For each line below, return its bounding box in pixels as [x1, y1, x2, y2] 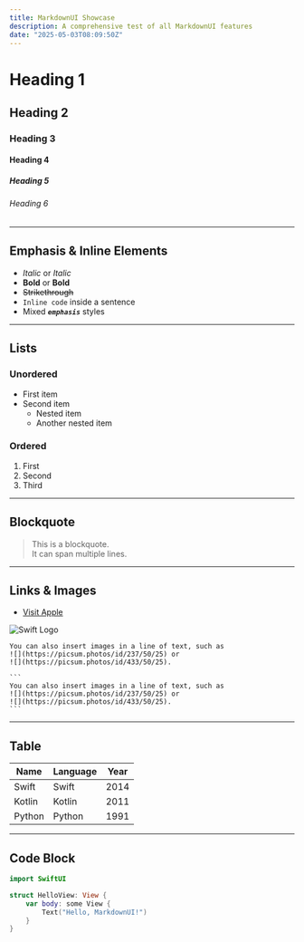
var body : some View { [25, 899, 111, 908]
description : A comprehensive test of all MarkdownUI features [9, 22, 253, 31]
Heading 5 [9, 176, 50, 187]
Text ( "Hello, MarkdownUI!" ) [42, 908, 147, 917]
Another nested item [35, 418, 113, 428]
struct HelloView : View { [9, 890, 107, 899]
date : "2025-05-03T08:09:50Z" [9, 30, 124, 39]
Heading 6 [9, 198, 49, 209]
